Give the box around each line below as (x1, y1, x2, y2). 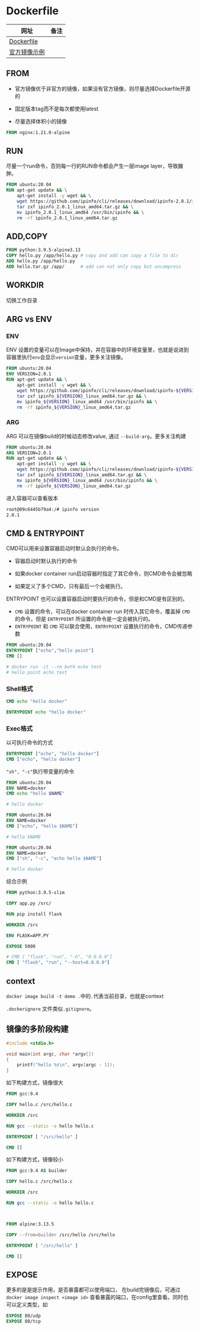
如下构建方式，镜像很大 (6, 1079, 63, 1086)
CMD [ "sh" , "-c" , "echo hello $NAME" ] (6, 855, 102, 862)
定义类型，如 (16, 1301, 48, 1308)
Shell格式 (6, 684, 34, 693)
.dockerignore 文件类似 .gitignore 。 (6, 1005, 95, 1012)
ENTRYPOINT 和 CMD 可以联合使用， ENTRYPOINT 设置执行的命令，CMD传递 (14, 623, 188, 630)
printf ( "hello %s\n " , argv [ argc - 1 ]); (17, 1062, 115, 1068)
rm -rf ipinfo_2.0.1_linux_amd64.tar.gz (17, 215, 118, 221)
